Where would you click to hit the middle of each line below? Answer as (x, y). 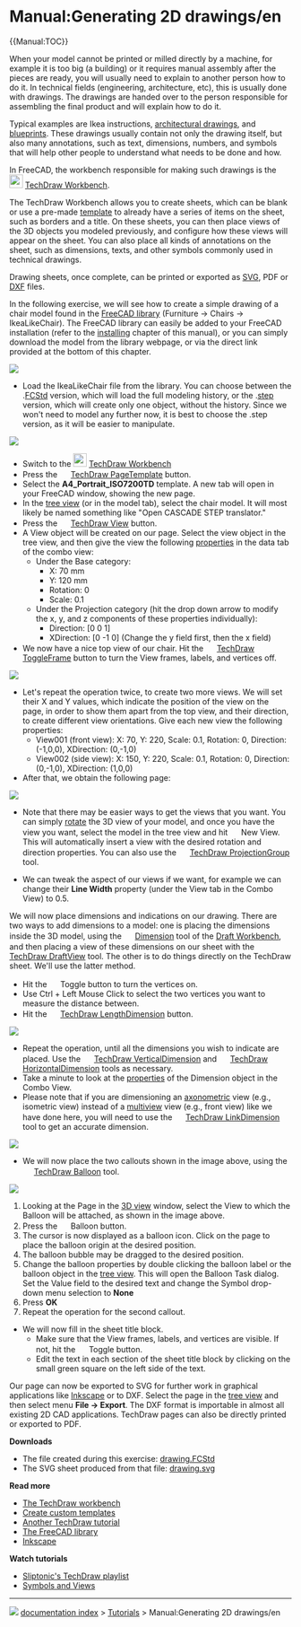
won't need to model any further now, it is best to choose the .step (145, 414)
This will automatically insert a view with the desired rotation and (142, 842)
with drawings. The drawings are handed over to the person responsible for (149, 97)
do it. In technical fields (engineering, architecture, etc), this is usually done (148, 87)
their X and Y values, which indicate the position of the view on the (146, 701)
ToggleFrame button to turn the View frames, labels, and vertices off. (149, 658)
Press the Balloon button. (74, 1226)
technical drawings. (46, 259)
